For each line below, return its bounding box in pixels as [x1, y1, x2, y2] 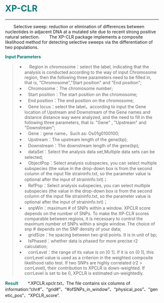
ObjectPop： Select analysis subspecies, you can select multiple [28, 160, 157, 166]
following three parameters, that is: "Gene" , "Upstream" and [24, 119, 146, 125]
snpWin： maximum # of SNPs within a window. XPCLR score [28, 205, 151, 211]
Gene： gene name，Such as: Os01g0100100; [28, 130, 120, 136]
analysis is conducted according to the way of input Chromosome [24, 69, 157, 75]
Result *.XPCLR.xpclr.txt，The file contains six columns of [5, 280, 130, 286]
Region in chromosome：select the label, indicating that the [29, 64, 149, 70]
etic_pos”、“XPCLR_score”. [5, 292, 60, 298]
